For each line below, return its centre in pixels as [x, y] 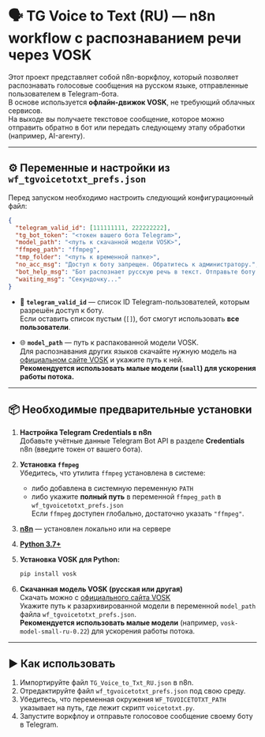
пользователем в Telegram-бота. [64, 93]
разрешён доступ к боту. [62, 310]
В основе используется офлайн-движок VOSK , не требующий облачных [132, 102]
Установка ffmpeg [49, 465]
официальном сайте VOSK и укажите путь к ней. [101, 359]
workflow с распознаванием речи [125, 38]
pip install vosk [48, 574]
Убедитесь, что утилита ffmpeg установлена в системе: [112, 473]
